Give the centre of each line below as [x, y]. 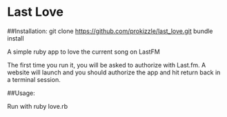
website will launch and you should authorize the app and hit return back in [114, 72]
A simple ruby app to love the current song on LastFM [83, 52]
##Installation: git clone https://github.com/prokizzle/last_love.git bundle [110, 31]
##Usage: [21, 93]
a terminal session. [34, 79]
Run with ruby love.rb [38, 106]
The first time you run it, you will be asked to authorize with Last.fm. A [107, 65]
